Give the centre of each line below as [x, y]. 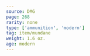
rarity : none [22, 22]
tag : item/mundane [28, 33]
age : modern [20, 44]
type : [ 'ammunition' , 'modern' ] [45, 28]
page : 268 [18, 17]
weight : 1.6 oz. [26, 38]
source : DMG [20, 11]
